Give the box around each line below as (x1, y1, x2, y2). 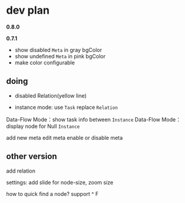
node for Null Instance (24, 123, 80, 130)
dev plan (6, 4, 50, 17)
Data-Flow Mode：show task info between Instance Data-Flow (6, 115, 161, 123)
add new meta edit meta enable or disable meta (6, 134, 123, 141)
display (6, 123, 24, 130)
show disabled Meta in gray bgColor (14, 46, 102, 54)
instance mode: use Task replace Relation (14, 104, 118, 111)
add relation (6, 167, 36, 174)
